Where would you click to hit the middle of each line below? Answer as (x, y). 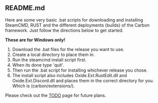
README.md (25, 8)
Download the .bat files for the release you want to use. (68, 49)
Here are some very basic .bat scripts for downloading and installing (74, 20)
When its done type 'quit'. (38, 65)
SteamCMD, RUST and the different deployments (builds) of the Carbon (77, 25)
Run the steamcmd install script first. (49, 60)
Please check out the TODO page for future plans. (56, 95)
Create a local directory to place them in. (53, 54)
